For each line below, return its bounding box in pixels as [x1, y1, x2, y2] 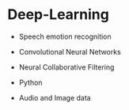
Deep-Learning [7, 6, 110, 24]
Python [18, 78, 43, 87]
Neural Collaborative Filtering [18, 62, 115, 72]
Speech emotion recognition [18, 32, 112, 41]
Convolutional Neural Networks [18, 47, 122, 56]
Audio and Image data [18, 93, 92, 102]
